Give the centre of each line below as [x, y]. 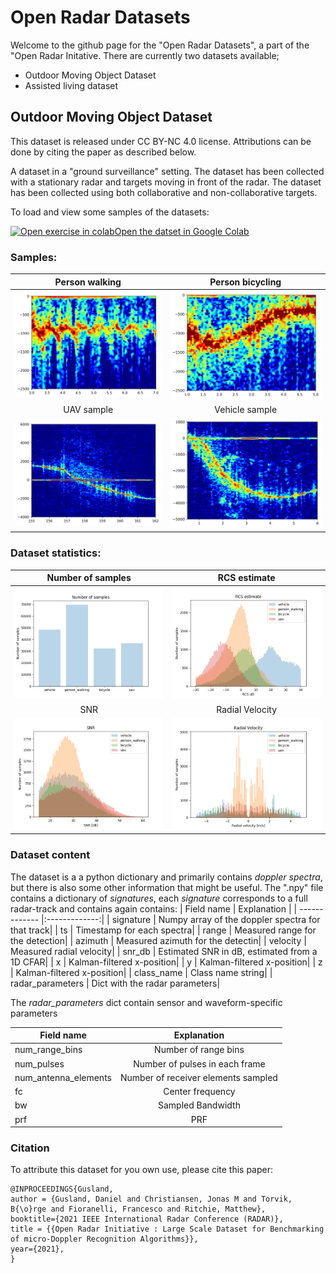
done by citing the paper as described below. [103, 152]
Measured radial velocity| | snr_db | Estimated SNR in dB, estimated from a [164, 951]
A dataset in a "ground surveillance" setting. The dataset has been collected [167, 171]
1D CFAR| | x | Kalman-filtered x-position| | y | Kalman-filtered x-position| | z [166, 962]
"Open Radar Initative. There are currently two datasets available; [145, 55]
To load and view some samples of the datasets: [110, 212]
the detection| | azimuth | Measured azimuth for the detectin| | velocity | [158, 940]
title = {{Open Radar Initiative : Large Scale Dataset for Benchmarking [167, 1229]
